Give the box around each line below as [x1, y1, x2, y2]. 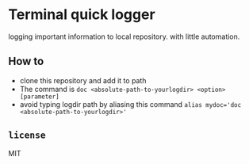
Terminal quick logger [8, 6, 156, 24]
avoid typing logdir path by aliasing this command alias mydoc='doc [19, 99, 242, 109]
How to [8, 55, 44, 68]
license [8, 129, 46, 141]
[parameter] [19, 93, 59, 101]
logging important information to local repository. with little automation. [8, 32, 240, 41]
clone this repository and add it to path [19, 75, 147, 85]
